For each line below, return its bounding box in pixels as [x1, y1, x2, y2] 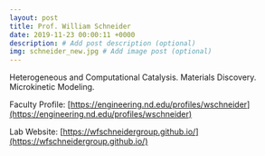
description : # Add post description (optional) [9, 38, 196, 48]
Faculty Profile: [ [9, 99, 71, 110]
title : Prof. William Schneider [9, 22, 131, 31]
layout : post [9, 13, 59, 23]
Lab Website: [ [9, 126, 63, 137]
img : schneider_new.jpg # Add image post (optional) [9, 47, 213, 56]
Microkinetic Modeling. [9, 82, 95, 93]
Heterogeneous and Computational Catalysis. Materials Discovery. [9, 72, 257, 83]
